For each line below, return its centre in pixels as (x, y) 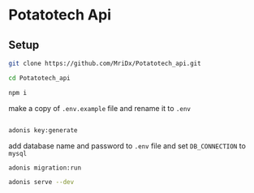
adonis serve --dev (41, 182)
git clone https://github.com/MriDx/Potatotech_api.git (105, 63)
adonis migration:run (45, 168)
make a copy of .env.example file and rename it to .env (99, 108)
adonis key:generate (43, 130)
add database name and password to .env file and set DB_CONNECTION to (127, 146)
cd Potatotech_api (39, 78)
